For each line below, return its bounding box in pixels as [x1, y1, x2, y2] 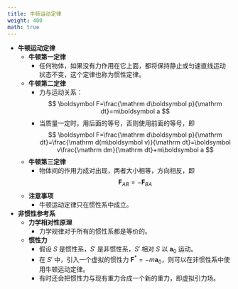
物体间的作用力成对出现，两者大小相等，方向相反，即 [38, 166, 195, 175]
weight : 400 [7, 17, 43, 24]
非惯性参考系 [17, 210, 55, 218]
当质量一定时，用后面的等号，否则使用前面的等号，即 [38, 119, 195, 127]
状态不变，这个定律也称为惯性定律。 [38, 70, 146, 79]
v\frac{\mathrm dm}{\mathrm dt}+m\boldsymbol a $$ [56, 146, 215, 154]
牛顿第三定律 [28, 157, 66, 166]
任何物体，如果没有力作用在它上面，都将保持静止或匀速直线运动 [38, 62, 226, 70]
